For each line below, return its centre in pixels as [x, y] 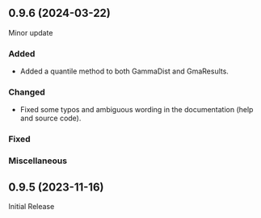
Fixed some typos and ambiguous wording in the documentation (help [137, 110]
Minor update [31, 32]
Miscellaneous [38, 161]
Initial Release [32, 207]
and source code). [51, 118]
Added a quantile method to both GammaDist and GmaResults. [124, 71]
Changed [27, 92]
